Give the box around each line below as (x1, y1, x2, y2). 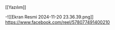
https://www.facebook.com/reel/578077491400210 (5, 19, 111, 25)
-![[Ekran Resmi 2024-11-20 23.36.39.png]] (5, 14, 94, 19)
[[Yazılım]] (5, 4, 26, 10)
